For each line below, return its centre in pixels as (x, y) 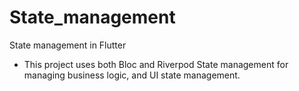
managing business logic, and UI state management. (132, 75)
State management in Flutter (68, 45)
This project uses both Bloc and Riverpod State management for (156, 64)
